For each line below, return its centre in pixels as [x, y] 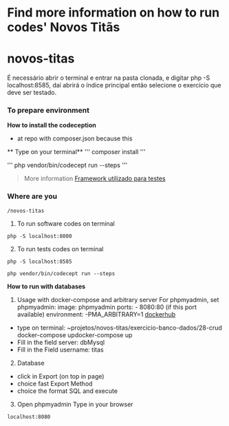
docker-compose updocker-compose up [75, 334]
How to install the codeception [52, 125]
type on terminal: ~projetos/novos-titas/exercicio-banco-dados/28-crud [119, 328]
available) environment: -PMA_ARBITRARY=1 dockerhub [96, 314]
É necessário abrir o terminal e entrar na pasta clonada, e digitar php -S [109, 78]
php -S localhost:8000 [40, 236]
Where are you [32, 196]
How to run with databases [46, 286]
